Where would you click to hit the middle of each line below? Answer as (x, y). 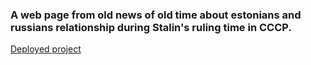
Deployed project (46, 49)
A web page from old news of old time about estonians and (156, 15)
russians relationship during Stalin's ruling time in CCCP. (151, 27)
